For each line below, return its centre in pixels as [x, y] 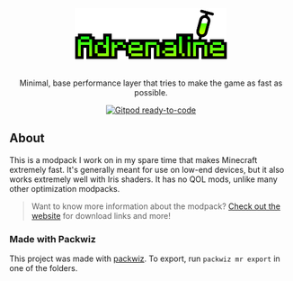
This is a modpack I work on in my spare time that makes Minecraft [133, 159]
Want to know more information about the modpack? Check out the [156, 206]
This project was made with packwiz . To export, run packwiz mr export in [145, 258]
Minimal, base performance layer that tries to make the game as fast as [151, 83]
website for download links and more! [101, 215]
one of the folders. [44, 268]
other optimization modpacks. [65, 188]
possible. [151, 92]
